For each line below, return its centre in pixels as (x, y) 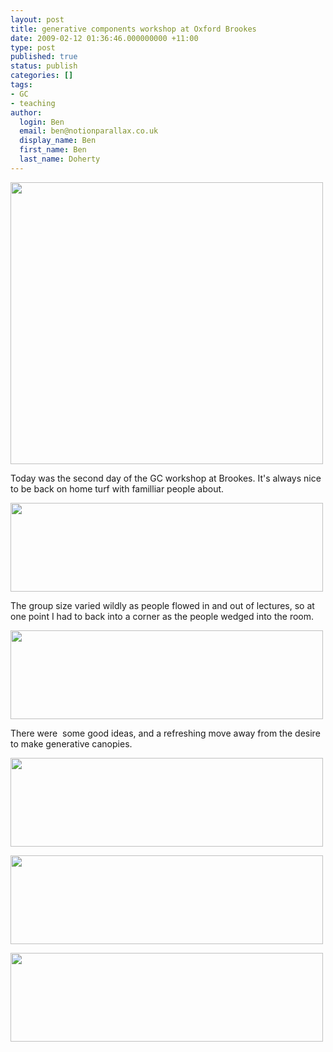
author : (26, 112)
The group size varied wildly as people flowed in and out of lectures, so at (162, 605)
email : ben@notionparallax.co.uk (89, 131)
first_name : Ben (53, 150)
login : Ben (42, 122)
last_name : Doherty (60, 159)
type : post (33, 47)
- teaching (33, 103)
